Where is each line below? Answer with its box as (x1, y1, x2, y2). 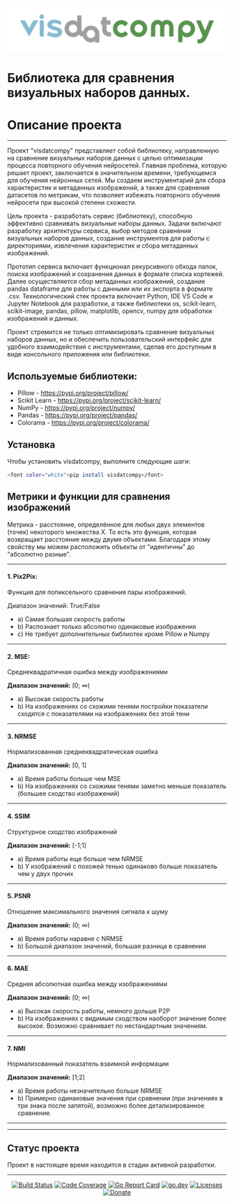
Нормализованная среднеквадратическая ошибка (7, 748, 159, 756)
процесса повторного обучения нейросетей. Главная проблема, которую (7, 161, 227, 169)
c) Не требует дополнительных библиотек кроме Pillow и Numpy (17, 630, 210, 638)
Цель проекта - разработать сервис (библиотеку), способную (7, 212, 193, 220)
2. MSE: (7, 652, 30, 660)
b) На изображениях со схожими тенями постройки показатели (17, 702, 208, 711)
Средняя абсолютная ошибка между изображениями (7, 979, 168, 988)
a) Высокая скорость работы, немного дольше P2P (17, 1006, 171, 1015)
